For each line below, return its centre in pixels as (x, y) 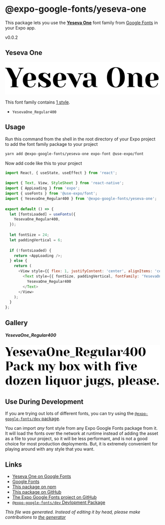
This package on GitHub (37, 492)
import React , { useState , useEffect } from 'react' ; (61, 173)
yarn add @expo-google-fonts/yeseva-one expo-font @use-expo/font (74, 154)
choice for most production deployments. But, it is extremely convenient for (82, 444)
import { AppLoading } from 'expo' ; (42, 188)
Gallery (16, 323)
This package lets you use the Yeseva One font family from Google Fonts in (82, 23)
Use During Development (44, 401)
